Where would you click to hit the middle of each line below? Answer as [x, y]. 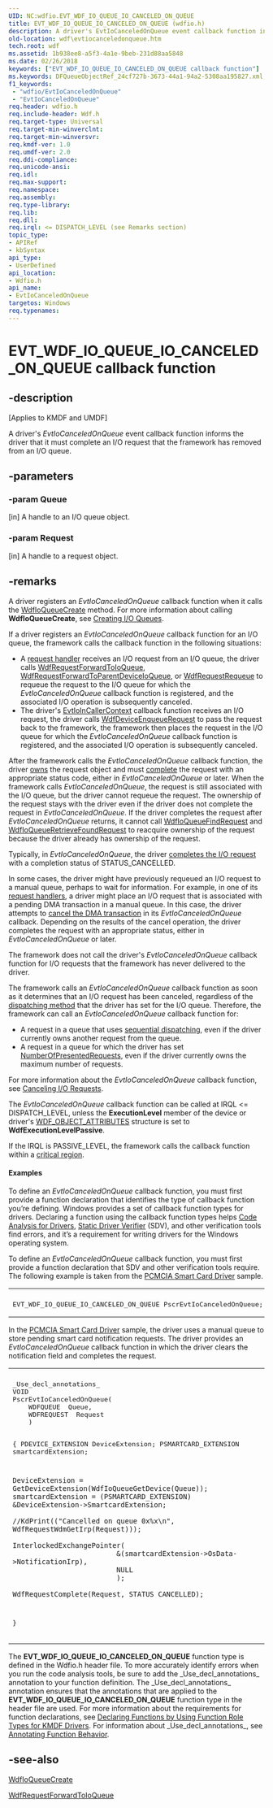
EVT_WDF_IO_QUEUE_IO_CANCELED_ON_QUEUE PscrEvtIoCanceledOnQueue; [138, 1304]
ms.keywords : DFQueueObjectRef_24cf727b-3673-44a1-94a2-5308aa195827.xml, [138, 76]
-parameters [41, 476]
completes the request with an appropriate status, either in [106, 930]
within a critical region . [47, 1154]
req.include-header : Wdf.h [54, 115]
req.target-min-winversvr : [54, 137]
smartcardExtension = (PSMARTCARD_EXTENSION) [102, 1496]
